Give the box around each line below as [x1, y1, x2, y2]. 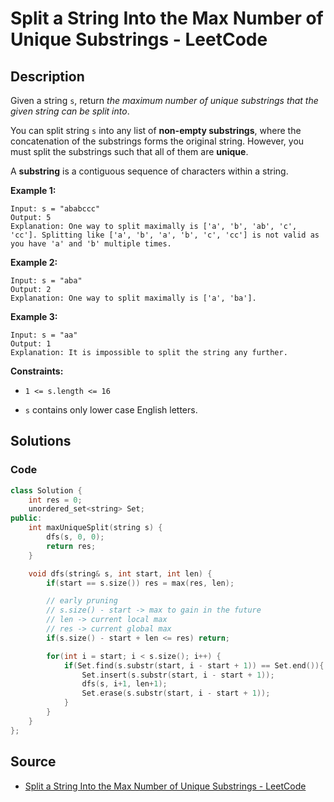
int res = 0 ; [28, 495, 83, 505]
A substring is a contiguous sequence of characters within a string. [10, 165, 289, 177]
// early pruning [46, 596, 118, 606]
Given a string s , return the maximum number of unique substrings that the [10, 95, 319, 106]
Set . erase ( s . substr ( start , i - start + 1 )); [81, 688, 271, 699]
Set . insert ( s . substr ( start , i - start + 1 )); [81, 670, 275, 680]
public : [10, 513, 43, 524]
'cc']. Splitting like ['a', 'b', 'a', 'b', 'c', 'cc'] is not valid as [10, 230, 320, 240]
